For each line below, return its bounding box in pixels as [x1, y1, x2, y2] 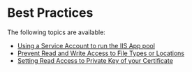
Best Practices [7, 5, 94, 21]
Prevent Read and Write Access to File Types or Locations [17, 49, 185, 57]
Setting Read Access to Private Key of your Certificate [17, 56, 173, 64]
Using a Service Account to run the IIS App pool [17, 41, 156, 50]
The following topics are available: [7, 28, 106, 36]
